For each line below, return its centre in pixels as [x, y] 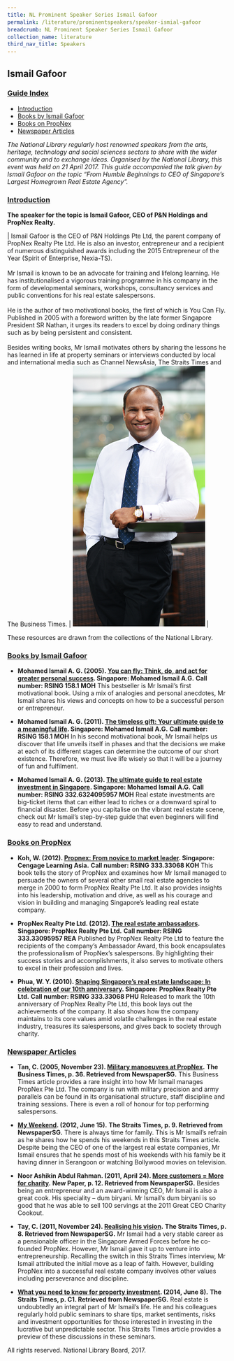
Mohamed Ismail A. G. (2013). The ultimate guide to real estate [110, 780]
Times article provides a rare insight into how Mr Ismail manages [110, 1082]
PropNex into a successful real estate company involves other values [117, 1271]
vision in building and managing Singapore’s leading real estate [108, 902]
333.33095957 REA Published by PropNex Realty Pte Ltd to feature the [120, 938]
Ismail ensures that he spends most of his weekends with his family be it [121, 1155]
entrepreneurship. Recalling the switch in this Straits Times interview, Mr [121, 1256]
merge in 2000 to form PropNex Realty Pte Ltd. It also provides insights [120, 888]
